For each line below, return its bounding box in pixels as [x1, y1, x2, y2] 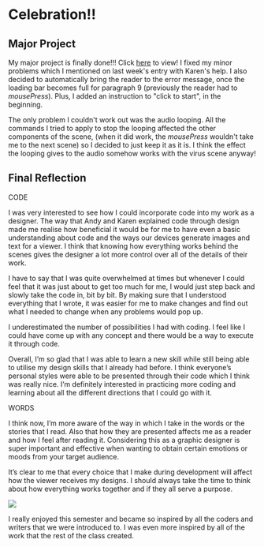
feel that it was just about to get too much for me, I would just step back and [8, 282, 255, 291]
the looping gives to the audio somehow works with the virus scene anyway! [8, 148, 256, 158]
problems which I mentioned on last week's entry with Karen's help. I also [8, 66, 247, 76]
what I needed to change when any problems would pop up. [8, 306, 203, 317]
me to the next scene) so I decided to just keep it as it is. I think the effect [8, 140, 246, 149]
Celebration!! [8, 6, 96, 24]
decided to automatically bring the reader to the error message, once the [8, 75, 245, 84]
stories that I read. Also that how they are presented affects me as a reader [8, 426, 252, 436]
